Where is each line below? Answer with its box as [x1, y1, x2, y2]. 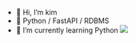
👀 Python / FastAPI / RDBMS [15, 16, 110, 25]
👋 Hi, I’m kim [15, 8, 58, 17]
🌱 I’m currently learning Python [15, 25, 118, 35]
